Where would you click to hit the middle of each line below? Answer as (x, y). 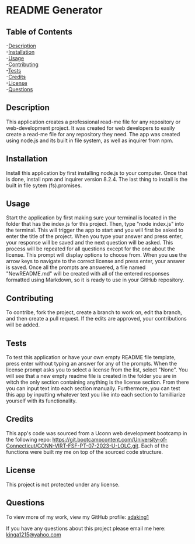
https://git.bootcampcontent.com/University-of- (110, 439)
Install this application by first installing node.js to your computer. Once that (97, 173)
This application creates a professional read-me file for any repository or (93, 122)
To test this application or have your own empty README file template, (91, 357)
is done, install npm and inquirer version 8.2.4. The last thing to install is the (97, 179)
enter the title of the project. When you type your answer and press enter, (95, 236)
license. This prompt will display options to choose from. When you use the (97, 255)
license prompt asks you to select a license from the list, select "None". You (97, 370)
